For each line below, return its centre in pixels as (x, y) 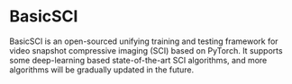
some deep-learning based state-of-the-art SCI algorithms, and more (138, 60)
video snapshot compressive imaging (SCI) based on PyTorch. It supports (146, 50)
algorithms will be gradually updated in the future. (102, 70)
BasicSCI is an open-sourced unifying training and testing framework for (144, 41)
